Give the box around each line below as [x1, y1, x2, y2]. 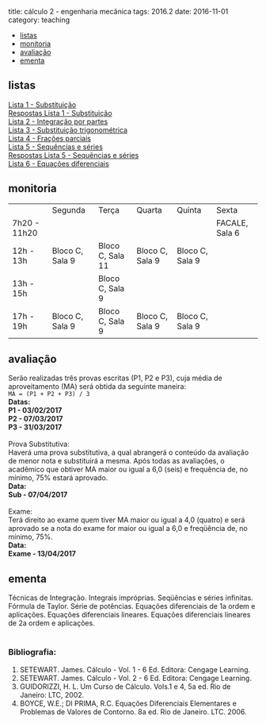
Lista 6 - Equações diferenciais [8, 159, 109, 168]
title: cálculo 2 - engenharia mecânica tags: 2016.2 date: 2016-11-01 [8, 7, 229, 16]
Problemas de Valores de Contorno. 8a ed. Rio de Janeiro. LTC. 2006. [19, 706, 247, 717]
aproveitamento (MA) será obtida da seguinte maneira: [8, 382, 187, 391]
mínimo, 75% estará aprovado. [8, 473, 108, 483]
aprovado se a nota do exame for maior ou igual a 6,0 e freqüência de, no [8, 524, 248, 533]
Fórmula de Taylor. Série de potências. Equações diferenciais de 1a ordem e [8, 602, 256, 611]
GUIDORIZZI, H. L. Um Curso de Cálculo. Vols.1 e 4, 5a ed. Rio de [19, 682, 231, 691]
